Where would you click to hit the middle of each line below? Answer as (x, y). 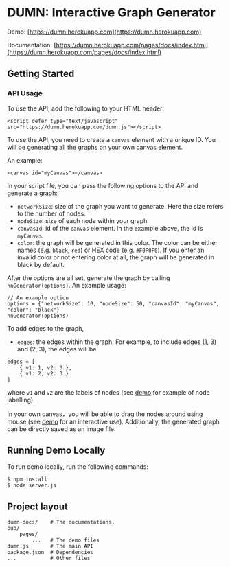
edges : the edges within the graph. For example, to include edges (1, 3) (117, 342)
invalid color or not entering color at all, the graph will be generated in (116, 257)
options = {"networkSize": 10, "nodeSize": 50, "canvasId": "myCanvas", (113, 303)
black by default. (41, 264)
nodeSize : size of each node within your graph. (83, 220)
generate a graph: (33, 193)
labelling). (21, 400)
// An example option (38, 298)
